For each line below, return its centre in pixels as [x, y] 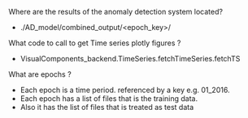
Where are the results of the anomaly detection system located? [116, 12]
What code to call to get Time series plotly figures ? [95, 43]
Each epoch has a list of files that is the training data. [109, 99]
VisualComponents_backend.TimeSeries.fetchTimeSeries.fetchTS [130, 59]
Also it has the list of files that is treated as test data [107, 107]
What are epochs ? [40, 74]
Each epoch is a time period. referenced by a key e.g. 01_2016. [125, 90]
